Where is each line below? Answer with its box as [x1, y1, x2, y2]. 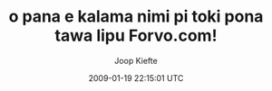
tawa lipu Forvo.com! [54, 25, 218, 46]
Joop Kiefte [114, 55, 158, 66]
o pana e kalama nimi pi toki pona [8, 6, 264, 27]
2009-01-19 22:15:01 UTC [88, 72, 184, 83]
